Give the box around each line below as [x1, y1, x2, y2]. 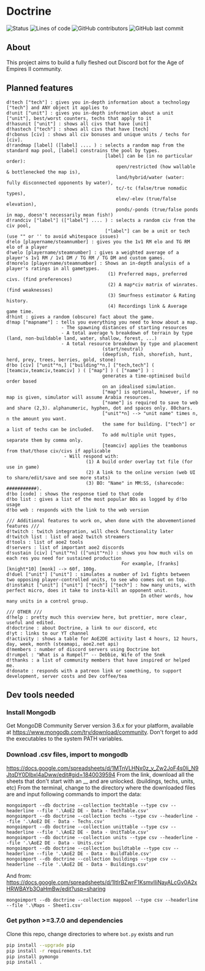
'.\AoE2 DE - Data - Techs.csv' [22, 818, 105, 824]
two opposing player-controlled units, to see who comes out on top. [6, 576, 188, 583]
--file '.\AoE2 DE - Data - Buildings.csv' [36, 861, 149, 867]
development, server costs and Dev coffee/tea [6, 673, 127, 679]
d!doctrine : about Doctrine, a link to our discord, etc [6, 625, 157, 631]
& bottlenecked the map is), [6, 169, 81, 175]
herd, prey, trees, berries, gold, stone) [6, 357, 116, 363]
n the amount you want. [6, 416, 67, 422]
